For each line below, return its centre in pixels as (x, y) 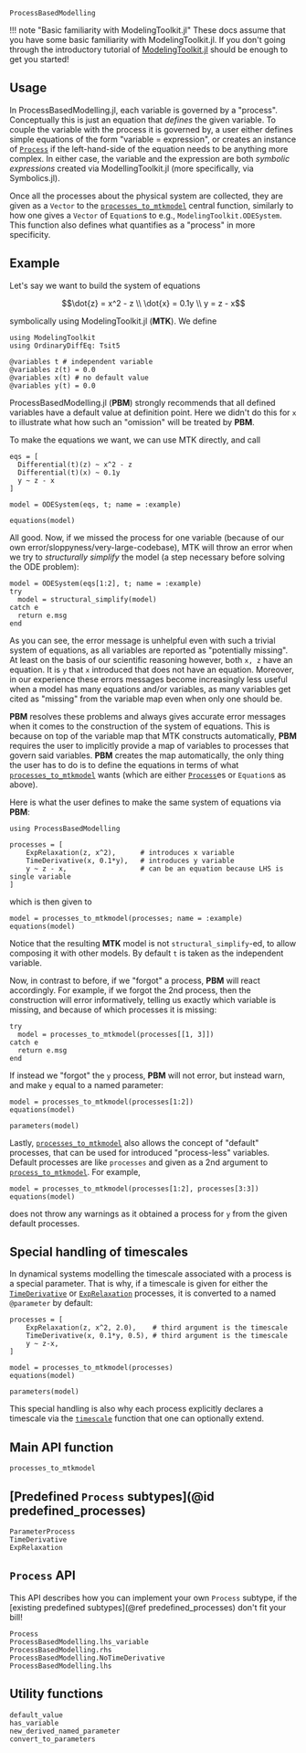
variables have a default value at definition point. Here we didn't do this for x (153, 412)
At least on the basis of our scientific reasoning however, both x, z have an (151, 659)
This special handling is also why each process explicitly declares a (137, 1409)
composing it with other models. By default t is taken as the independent (147, 953)
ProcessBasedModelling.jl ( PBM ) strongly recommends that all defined (142, 402)
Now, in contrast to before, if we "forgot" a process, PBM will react (135, 980)
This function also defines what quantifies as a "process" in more (132, 225)
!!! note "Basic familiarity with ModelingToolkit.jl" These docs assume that (148, 30)
